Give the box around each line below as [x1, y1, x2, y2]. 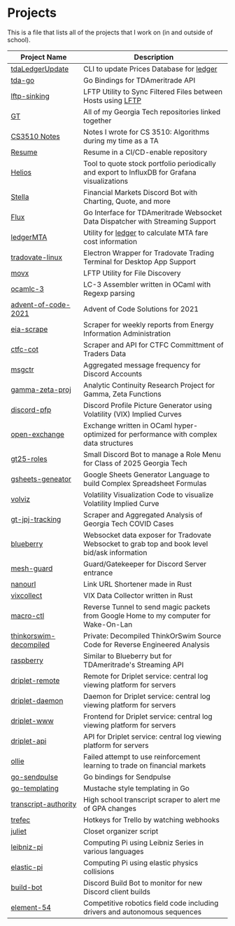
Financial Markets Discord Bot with [83, 187, 198, 197]
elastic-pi [10, 862, 43, 872]
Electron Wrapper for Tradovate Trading [83, 247, 215, 257]
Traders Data [83, 348, 127, 358]
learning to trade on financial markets [83, 761, 206, 770]
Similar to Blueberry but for [83, 651, 173, 660]
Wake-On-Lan [83, 619, 133, 629]
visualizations [83, 176, 129, 186]
